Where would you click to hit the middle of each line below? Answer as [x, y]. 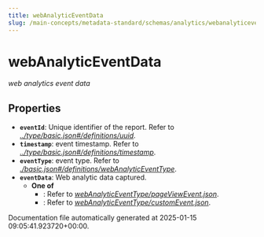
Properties [35, 108]
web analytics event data [49, 83]
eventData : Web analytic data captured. [83, 177]
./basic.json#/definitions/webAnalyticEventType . [98, 169]
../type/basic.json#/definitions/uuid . [77, 135]
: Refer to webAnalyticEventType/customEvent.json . [127, 202]
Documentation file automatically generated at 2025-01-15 [103, 218]
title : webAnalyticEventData [56, 15]
